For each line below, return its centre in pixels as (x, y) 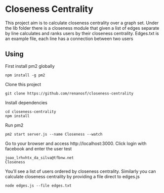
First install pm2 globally (30, 66)
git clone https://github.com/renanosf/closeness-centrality (69, 93)
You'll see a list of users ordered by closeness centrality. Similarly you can (81, 171)
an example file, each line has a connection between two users (69, 39)
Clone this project (23, 84)
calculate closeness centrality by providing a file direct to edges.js (72, 176)
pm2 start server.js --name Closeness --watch (54, 134)
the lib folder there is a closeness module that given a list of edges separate (82, 28)
